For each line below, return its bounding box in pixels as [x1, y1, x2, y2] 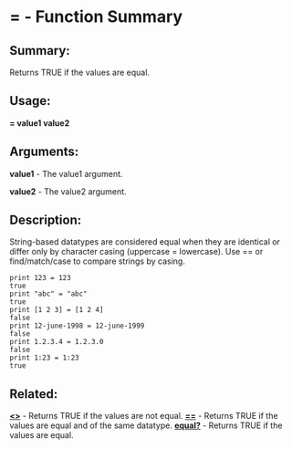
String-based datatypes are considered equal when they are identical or [9, 236, 281, 247]
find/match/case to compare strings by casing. [9, 256, 185, 266]
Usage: [9, 93, 52, 109]
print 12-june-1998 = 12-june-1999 [9, 321, 145, 330]
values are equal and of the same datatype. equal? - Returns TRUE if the [9, 420, 283, 431]
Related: [9, 386, 58, 402]
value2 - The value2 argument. [9, 185, 127, 197]
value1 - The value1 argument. [9, 168, 123, 179]
